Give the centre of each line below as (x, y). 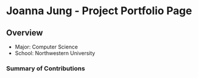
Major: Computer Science (46, 47)
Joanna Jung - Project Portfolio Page (99, 11)
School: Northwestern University (55, 53)
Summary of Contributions (46, 68)
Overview (25, 33)
